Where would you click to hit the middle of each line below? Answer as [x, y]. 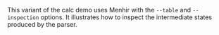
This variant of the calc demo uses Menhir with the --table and [99, 10]
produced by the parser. [42, 24]
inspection [23, 18]
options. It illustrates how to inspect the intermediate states [126, 17]
